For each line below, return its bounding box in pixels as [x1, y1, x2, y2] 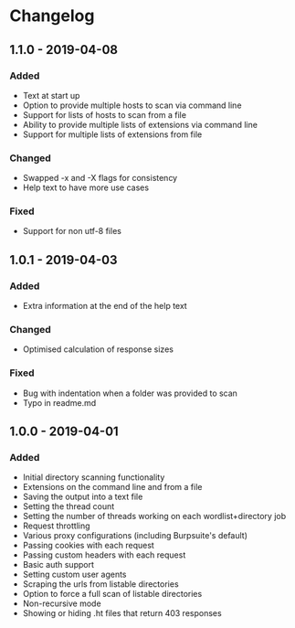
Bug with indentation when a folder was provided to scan [22, 388, 237, 399]
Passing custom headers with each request [22, 549, 186, 560]
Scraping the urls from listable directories [22, 579, 180, 590]
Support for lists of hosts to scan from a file [22, 109, 187, 120]
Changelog [9, 5, 95, 27]
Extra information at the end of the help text [22, 301, 187, 312]
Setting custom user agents [22, 569, 127, 580]
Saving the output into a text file [22, 491, 143, 503]
